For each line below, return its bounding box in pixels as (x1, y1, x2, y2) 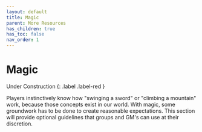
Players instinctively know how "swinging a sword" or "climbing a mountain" (6, 94, 197, 101)
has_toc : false (6, 31, 45, 37)
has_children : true (6, 25, 56, 32)
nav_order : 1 (6, 37, 39, 43)
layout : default (6, 8, 47, 15)
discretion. (6, 120, 33, 127)
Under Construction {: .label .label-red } (6, 83, 105, 90)
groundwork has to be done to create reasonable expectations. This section (6, 107, 195, 115)
